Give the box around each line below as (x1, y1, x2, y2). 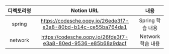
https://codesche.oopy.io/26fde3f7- (41, 33, 128, 40)
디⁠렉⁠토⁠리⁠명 (8, 7, 31, 14)
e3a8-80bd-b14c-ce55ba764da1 (42, 23, 127, 30)
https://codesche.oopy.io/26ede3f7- (40, 17, 129, 24)
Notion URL (71, 7, 99, 14)
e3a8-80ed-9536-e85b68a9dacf (43, 40, 127, 46)
